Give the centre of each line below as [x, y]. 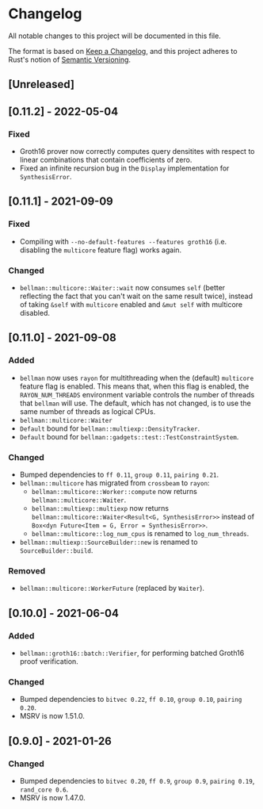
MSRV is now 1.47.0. [52, 797]
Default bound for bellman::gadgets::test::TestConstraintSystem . [129, 436]
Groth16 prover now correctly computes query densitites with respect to [137, 151]
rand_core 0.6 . [44, 789]
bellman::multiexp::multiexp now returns [100, 508]
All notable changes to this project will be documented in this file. [115, 36]
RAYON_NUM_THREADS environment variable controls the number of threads [137, 394]
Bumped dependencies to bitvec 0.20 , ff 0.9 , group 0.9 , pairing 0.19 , [137, 780]
